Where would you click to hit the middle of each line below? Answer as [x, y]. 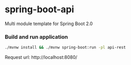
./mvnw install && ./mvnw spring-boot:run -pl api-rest [65, 48]
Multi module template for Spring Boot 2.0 [49, 24]
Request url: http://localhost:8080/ [41, 57]
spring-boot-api [40, 9]
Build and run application [36, 37]
